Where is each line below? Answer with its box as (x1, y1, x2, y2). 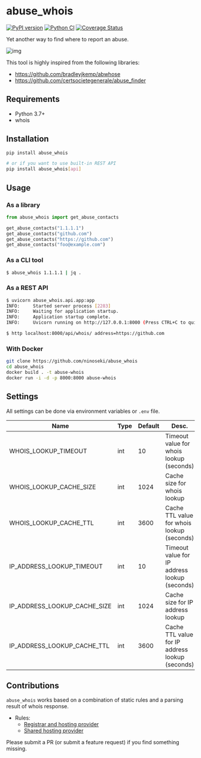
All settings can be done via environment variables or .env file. (6, 407, 160, 415)
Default (138, 421, 160, 430)
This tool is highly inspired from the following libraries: (6, 59, 140, 66)
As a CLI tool (6, 256, 44, 264)
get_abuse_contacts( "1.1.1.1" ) (6, 225, 84, 231)
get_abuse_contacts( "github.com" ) (6, 231, 93, 237)
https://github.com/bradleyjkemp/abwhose (14, 70, 121, 77)
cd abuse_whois (6, 364, 44, 370)
